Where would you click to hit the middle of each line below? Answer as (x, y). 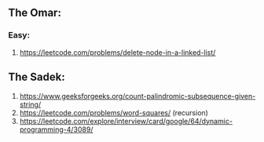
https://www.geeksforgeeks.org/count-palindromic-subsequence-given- (137, 96)
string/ (30, 104)
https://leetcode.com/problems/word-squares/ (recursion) (114, 112)
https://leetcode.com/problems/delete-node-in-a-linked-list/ (117, 52)
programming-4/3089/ (56, 129)
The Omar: (35, 13)
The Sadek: (37, 77)
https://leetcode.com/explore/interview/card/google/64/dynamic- (126, 121)
